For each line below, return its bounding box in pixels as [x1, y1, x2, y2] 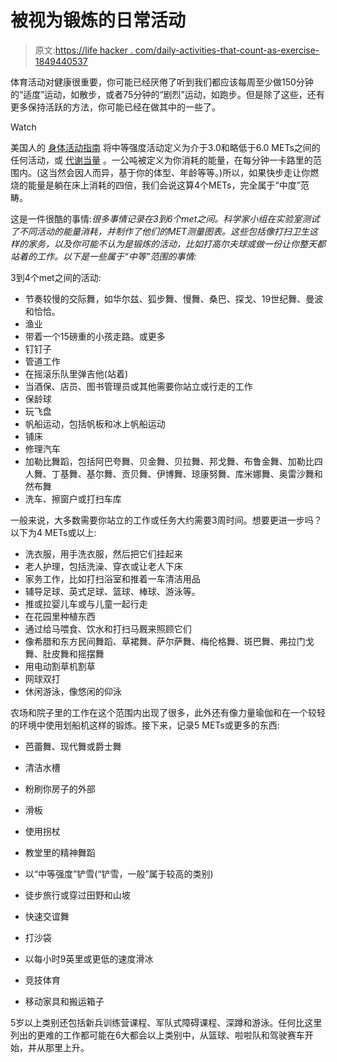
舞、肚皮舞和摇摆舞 [24, 647, 105, 660]
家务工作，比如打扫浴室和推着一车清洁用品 [24, 572, 201, 585]
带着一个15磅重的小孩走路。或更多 [24, 330, 166, 342]
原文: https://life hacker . [34, 44, 133, 56]
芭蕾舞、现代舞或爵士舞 [24, 740, 122, 752]
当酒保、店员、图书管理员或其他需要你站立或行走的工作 [24, 380, 253, 392]
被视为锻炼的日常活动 [10, 9, 187, 32]
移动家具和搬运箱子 [24, 995, 105, 1007]
